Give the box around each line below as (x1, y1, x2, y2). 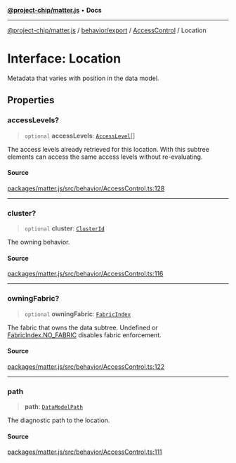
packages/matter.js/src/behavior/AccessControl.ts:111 (7, 448, 163, 456)
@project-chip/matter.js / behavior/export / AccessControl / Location (7, 26, 206, 34)
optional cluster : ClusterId (24, 224, 105, 233)
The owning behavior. (7, 238, 70, 247)
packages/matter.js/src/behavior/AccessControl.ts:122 (7, 362, 165, 371)
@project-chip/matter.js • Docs (7, 6, 102, 14)
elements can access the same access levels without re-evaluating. (7, 152, 203, 161)
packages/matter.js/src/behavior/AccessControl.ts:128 (7, 184, 165, 193)
